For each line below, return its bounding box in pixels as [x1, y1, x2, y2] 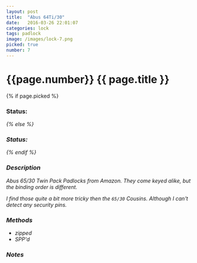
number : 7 [6, 47, 31, 53]
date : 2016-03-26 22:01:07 [6, 20, 78, 25]
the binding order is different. [6, 183, 78, 190]
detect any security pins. [6, 201, 67, 208]
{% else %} [6, 120, 34, 127]
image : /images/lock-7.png [6, 36, 73, 42]
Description [6, 163, 41, 172]
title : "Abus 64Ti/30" [6, 14, 65, 20]
